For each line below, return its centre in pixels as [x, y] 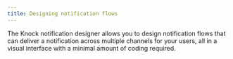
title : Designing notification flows [63, 14]
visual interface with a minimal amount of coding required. [92, 48]
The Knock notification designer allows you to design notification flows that [117, 33]
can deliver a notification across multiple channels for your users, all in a [112, 41]
